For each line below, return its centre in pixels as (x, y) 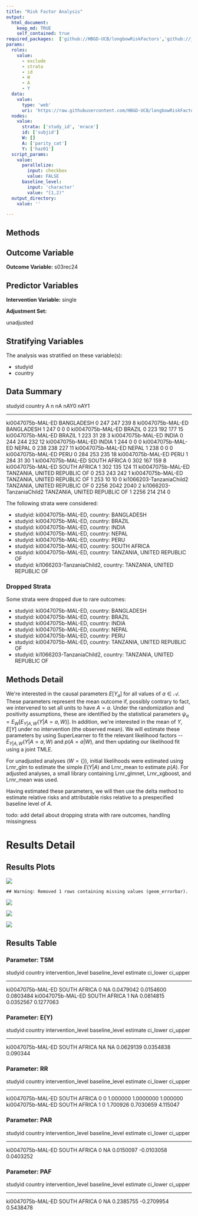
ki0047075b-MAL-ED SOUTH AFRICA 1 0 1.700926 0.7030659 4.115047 (93, 1105)
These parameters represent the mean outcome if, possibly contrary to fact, (98, 701)
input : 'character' (51, 187)
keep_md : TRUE (34, 28)
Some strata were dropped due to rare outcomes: (66, 599)
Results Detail (41, 845)
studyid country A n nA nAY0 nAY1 (48, 406)
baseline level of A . (29, 804)
